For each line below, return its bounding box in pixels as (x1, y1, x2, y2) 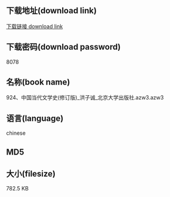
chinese (6, 129, 26, 137)
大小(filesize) (6, 169, 55, 179)
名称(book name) (6, 77, 70, 87)
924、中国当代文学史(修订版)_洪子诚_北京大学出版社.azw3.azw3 (6, 94, 164, 101)
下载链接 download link (6, 23, 63, 30)
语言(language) (6, 113, 64, 123)
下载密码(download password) (6, 42, 121, 52)
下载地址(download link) (6, 5, 97, 16)
